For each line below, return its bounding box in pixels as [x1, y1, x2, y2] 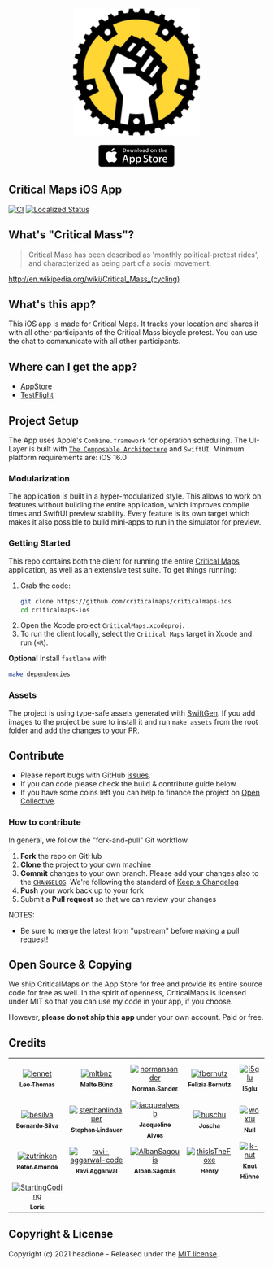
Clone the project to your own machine [19, 860, 152, 869]
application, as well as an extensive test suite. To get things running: [8, 564, 237, 574]
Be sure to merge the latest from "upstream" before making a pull [19, 925, 240, 935]
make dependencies [8, 670, 71, 678]
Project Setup [8, 414, 80, 428]
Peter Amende [16, 1163, 58, 1171]
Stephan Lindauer [71, 1126, 123, 1134]
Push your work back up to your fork [19, 886, 144, 895]
